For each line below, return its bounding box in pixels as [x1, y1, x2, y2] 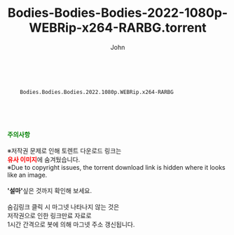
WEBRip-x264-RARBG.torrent [29, 20, 207, 36]
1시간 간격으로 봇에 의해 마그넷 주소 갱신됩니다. [7, 220, 135, 229]
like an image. [7, 170, 48, 179]
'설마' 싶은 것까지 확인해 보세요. [7, 186, 92, 194]
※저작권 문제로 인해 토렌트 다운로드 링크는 [7, 146, 122, 155]
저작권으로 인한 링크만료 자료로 [7, 211, 92, 220]
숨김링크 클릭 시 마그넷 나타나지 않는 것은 [7, 202, 120, 211]
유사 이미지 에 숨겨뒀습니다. [7, 155, 81, 163]
